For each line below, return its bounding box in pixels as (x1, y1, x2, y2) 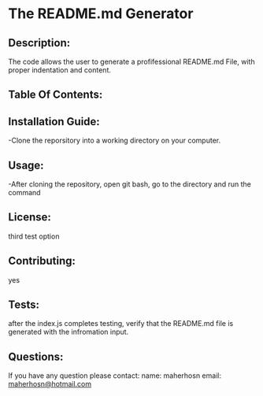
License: (8, 210, 51, 224)
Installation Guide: (8, 115, 100, 128)
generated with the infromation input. (8, 328, 129, 337)
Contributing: (8, 254, 76, 268)
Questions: (8, 350, 64, 363)
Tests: (8, 298, 39, 312)
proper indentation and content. (8, 65, 112, 75)
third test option (8, 231, 60, 241)
